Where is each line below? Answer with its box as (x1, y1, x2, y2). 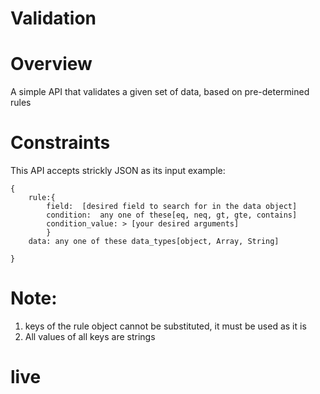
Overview (10, 53, 93, 76)
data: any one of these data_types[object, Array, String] (28, 237, 280, 247)
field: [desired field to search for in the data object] (46, 202, 298, 212)
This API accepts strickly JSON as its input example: (10, 165, 226, 177)
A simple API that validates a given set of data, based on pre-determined (10, 86, 310, 98)
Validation (10, 7, 97, 30)
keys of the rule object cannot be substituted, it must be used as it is (24, 320, 307, 332)
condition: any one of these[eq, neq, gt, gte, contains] (46, 210, 298, 221)
